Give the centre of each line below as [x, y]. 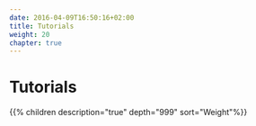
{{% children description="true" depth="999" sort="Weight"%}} [128, 112]
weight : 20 [30, 34]
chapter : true [36, 43]
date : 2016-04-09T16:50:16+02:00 [72, 18]
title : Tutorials [42, 26]
